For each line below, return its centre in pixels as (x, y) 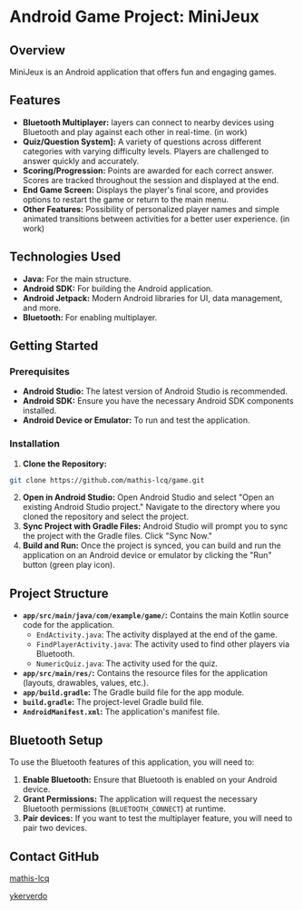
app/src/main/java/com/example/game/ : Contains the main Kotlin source (156, 615)
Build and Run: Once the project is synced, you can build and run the (151, 545)
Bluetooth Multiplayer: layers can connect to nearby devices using (148, 122)
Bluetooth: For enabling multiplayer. (90, 317)
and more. (42, 308)
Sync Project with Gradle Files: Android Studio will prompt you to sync (155, 526)
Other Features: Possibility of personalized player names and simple (151, 209)
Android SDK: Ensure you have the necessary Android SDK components (158, 401)
